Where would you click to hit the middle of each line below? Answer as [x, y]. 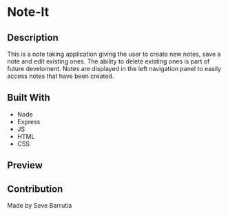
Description [33, 38]
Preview [25, 165]
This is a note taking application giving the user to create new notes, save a [114, 54]
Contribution [35, 189]
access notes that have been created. [61, 76]
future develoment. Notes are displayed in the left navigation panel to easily [114, 69]
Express [29, 121]
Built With [29, 98]
